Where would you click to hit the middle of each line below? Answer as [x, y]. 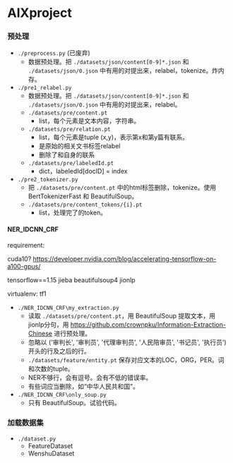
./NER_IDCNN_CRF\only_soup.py [62, 395]
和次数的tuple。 [51, 368]
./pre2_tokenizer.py [48, 180]
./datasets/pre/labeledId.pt [71, 164]
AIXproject [40, 13]
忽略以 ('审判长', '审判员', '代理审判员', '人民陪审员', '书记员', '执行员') [127, 342]
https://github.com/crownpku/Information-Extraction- [148, 324]
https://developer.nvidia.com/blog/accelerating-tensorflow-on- [125, 258]
